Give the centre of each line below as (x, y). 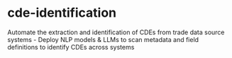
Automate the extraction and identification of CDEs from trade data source (116, 32)
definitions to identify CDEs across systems (71, 47)
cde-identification (62, 13)
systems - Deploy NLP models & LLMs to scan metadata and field (103, 39)
